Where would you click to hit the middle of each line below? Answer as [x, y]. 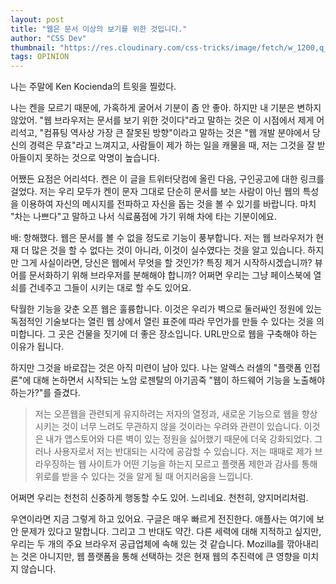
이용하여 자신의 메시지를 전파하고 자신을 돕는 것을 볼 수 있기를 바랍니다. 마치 [168, 204]
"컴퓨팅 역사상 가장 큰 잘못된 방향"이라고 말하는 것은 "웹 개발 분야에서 [175, 133]
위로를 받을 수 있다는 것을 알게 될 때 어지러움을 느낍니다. [144, 477]
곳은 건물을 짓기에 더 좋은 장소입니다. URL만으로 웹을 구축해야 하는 [188, 334]
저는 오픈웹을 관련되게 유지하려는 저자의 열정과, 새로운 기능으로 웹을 [167, 414]
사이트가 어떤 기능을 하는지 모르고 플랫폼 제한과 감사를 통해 [203, 464]
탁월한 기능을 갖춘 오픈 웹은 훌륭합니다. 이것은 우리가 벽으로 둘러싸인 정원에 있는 [166, 309]
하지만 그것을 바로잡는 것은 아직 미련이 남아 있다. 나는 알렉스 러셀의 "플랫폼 [156, 368]
